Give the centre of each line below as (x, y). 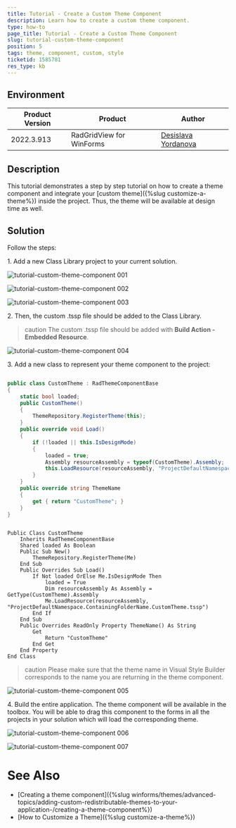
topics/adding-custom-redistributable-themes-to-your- (97, 802)
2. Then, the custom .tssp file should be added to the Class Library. (105, 316)
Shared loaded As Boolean (58, 546)
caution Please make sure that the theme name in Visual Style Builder (125, 669)
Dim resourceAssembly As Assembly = (98, 589)
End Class (22, 657)
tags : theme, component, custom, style (66, 54)
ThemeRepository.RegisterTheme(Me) (85, 558)
